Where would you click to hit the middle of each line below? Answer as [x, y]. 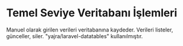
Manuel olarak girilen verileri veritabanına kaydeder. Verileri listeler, [90, 30]
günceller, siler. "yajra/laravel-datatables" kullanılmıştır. [75, 36]
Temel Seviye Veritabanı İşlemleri [92, 13]
